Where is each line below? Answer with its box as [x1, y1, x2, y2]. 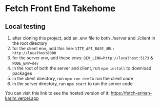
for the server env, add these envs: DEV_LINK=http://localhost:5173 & [12, 55, 154, 61]
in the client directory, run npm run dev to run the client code [12, 76, 133, 81]
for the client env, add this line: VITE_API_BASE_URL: [12, 46, 115, 51]
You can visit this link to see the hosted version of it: [5, 90, 110, 96]
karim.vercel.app [5, 95, 39, 101]
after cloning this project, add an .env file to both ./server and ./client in [12, 35, 155, 41]
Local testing [5, 22, 45, 31]
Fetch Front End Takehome [5, 3, 116, 14]
